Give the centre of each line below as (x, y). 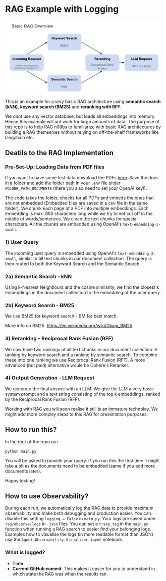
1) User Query (22, 242)
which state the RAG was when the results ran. (60, 574)
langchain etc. (20, 137)
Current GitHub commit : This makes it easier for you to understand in (83, 569)
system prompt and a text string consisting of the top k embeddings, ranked (83, 394)
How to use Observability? (47, 496)
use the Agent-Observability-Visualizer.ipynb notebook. (64, 540)
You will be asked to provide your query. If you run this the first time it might (83, 460)
